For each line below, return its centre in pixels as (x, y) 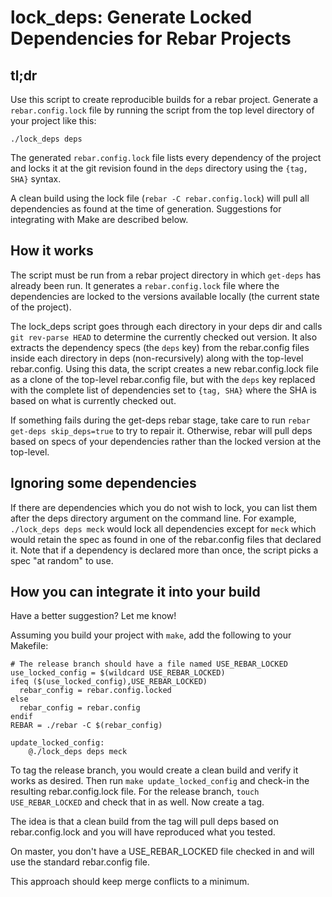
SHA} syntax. (36, 179)
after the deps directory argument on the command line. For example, (153, 518)
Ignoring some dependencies (103, 483)
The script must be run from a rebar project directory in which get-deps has (166, 275)
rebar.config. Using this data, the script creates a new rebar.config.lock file (164, 368)
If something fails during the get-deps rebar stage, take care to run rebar (160, 420)
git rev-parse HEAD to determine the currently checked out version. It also (164, 337)
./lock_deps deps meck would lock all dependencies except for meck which (163, 528)
